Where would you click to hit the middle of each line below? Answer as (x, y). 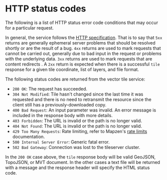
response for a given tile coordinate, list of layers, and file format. (72, 69)
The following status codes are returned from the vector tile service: (75, 79)
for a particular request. (29, 27)
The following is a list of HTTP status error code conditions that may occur (82, 22)
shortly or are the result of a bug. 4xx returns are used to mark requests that (83, 48)
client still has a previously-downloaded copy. (59, 104)
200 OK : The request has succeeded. (50, 88)
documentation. (28, 136)
